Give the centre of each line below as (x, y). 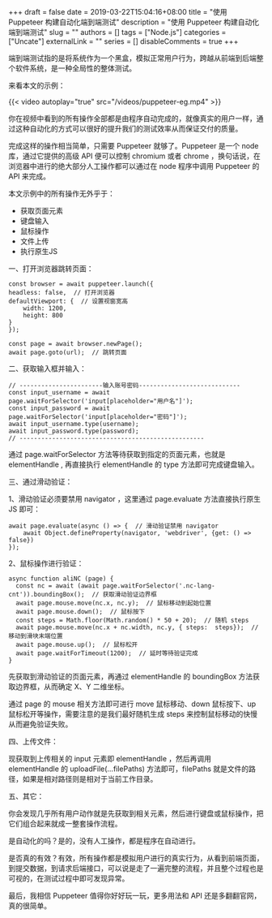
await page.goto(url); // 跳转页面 (68, 352)
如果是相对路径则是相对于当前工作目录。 (90, 779)
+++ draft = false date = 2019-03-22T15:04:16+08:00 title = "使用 (118, 12)
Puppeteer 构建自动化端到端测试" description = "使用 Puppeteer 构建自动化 (134, 22)
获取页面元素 (41, 211)
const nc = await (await (57, 586)
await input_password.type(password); (74, 431)
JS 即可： (24, 509)
